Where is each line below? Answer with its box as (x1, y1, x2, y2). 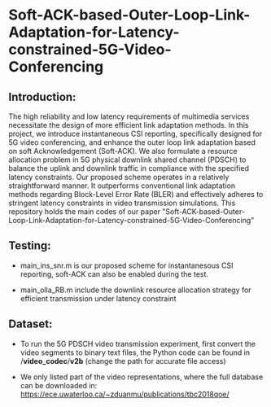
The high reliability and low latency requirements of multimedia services (8, 112, 250, 121)
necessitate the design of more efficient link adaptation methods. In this (8, 120, 249, 129)
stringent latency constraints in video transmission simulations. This (8, 198, 236, 208)
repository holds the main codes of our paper (8, 207, 161, 217)
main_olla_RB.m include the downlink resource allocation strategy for (20, 285, 251, 295)
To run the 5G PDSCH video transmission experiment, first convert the (20, 339, 256, 348)
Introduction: (8, 90, 76, 103)
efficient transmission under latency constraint (20, 293, 177, 303)
